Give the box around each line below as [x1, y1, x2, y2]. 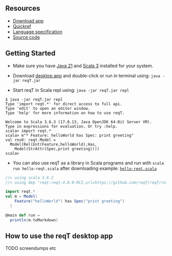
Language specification [12, 28, 62, 35]
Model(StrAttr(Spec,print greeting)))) [14, 146, 100, 151]
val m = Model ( [5, 194, 38, 199]
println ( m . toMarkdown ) [10, 218, 58, 223]
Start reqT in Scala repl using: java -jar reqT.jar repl [12, 87, 130, 93]
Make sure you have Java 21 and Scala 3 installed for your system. [12, 63, 154, 69]
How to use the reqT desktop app [5, 232, 113, 241]
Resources [5, 4, 40, 13]
